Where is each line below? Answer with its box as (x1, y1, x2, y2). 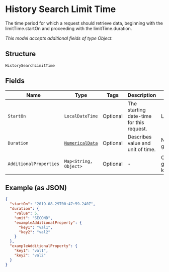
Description (127, 91, 156, 98)
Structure (5, 50, 36, 58)
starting (127, 106, 146, 113)
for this (127, 119, 144, 126)
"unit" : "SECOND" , (14, 215, 53, 220)
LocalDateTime (64, 113, 98, 119)
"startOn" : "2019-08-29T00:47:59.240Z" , (10, 202, 96, 207)
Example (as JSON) (5, 183, 67, 192)
